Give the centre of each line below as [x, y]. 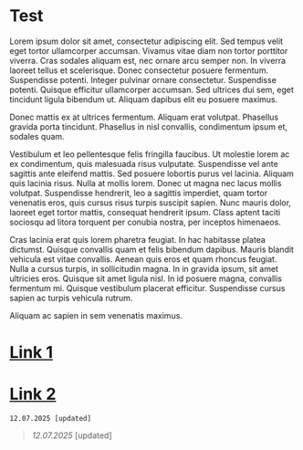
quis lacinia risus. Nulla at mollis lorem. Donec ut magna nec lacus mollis [146, 183]
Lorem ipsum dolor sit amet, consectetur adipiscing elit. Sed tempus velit [146, 41]
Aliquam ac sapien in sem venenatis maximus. [96, 315]
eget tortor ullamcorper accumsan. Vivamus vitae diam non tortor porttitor [149, 50]
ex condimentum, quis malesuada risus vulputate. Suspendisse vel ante [144, 163]
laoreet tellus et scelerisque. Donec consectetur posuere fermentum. [139, 70]
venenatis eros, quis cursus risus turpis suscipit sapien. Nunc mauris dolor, [151, 203]
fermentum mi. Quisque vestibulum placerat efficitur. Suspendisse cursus [147, 288]
